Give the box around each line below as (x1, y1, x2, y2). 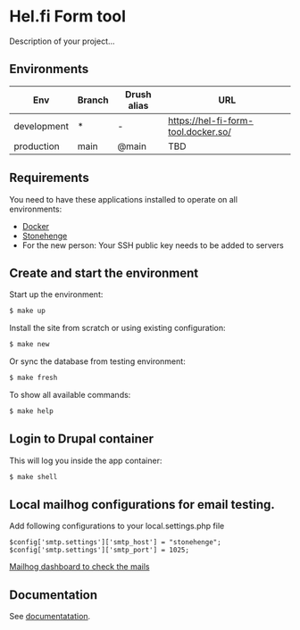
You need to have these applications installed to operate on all (9, 194, 238, 204)
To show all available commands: (9, 390, 131, 400)
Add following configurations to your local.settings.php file (9, 520, 225, 532)
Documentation (9, 587, 98, 602)
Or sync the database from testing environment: (9, 356, 186, 367)
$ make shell (9, 472, 58, 481)
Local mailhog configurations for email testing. (9, 497, 275, 512)
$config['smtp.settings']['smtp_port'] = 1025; (9, 546, 190, 555)
